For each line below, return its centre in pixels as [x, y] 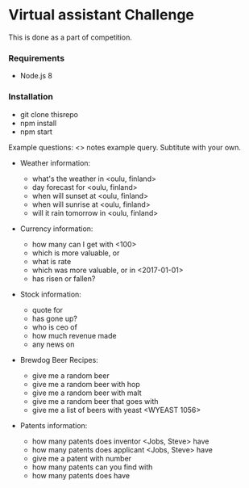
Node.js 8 [36, 76]
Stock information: [51, 294]
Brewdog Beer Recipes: [59, 360]
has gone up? [55, 318]
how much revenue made [74, 335]
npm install [38, 123]
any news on [53, 344]
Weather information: [55, 162]
